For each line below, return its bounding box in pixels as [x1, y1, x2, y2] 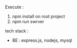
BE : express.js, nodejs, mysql [12, 37, 72, 43]
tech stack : [5, 28, 29, 33]
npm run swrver [12, 19, 44, 24]
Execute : [5, 4, 24, 10]
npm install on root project [12, 14, 65, 19]
